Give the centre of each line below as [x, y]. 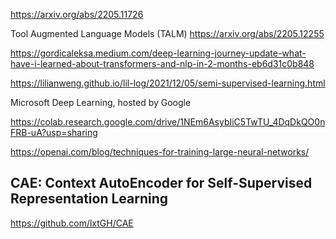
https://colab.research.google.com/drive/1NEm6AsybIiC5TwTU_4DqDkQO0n [168, 122]
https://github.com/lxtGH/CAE [72, 223]
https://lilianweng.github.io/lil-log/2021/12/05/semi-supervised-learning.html [168, 83]
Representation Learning [89, 199]
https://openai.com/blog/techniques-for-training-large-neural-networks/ [160, 152]
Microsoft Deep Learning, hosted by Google [101, 102]
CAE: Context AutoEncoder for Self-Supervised [161, 183]
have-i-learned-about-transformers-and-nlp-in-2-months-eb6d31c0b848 [162, 63]
